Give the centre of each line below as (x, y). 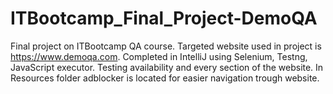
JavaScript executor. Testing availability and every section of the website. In (167, 67)
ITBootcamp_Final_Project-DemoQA (164, 18)
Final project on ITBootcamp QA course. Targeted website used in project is (166, 46)
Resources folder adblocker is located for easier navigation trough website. (165, 78)
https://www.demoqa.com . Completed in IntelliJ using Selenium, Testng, (159, 56)
